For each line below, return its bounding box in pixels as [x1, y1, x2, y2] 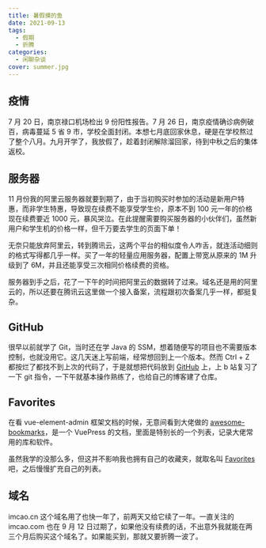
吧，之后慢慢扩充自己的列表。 [8, 464, 105, 473]
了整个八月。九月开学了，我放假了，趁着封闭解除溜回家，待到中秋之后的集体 [8, 136, 258, 146]
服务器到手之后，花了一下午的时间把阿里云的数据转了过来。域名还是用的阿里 [8, 278, 258, 287]
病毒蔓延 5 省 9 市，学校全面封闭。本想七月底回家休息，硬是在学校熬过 [21, 127, 253, 136]
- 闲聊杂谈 [15, 56, 47, 64]
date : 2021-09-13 [8, 19, 66, 27]
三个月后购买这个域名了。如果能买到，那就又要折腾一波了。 [8, 531, 203, 541]
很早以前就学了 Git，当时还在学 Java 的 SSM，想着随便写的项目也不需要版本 [8, 342, 257, 352]
